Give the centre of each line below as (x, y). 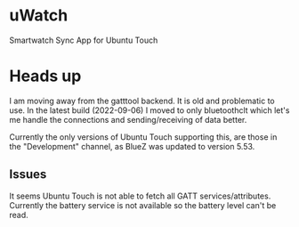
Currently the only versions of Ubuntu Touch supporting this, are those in (143, 137)
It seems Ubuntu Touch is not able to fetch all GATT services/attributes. (140, 196)
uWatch (39, 16)
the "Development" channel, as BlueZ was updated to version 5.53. (132, 146)
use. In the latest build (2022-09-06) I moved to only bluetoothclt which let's (149, 110)
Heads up (45, 76)
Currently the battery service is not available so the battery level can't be (143, 205)
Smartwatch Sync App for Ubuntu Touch (84, 40)
